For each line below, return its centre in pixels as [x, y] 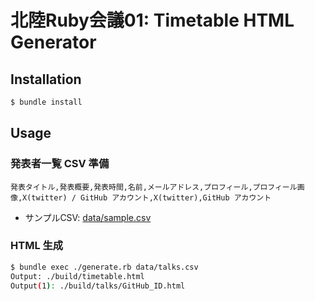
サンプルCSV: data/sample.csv [88, 217]
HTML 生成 [37, 246]
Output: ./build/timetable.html [77, 276]
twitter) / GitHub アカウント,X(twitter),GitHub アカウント [151, 197]
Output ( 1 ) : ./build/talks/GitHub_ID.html [98, 286]
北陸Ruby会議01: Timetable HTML [152, 20]
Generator [53, 42]
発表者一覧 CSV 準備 [60, 164]
